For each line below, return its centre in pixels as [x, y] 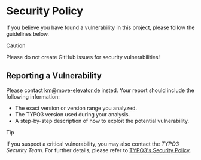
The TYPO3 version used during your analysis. [72, 114]
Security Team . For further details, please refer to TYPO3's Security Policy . [99, 150]
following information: [33, 96]
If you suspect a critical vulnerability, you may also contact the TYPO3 [93, 144]
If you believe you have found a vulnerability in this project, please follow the [100, 27]
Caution [16, 45]
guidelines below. [28, 33]
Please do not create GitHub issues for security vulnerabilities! [83, 57]
